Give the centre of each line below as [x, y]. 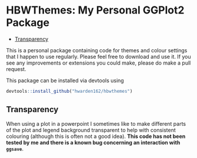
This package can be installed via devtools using [65, 80]
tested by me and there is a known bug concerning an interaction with [93, 142]
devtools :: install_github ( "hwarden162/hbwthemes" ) [69, 91]
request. [16, 69]
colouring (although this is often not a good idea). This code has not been [96, 136]
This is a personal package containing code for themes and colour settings [97, 50]
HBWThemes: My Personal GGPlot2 [95, 10]
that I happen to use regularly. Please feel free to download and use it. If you [98, 56]
